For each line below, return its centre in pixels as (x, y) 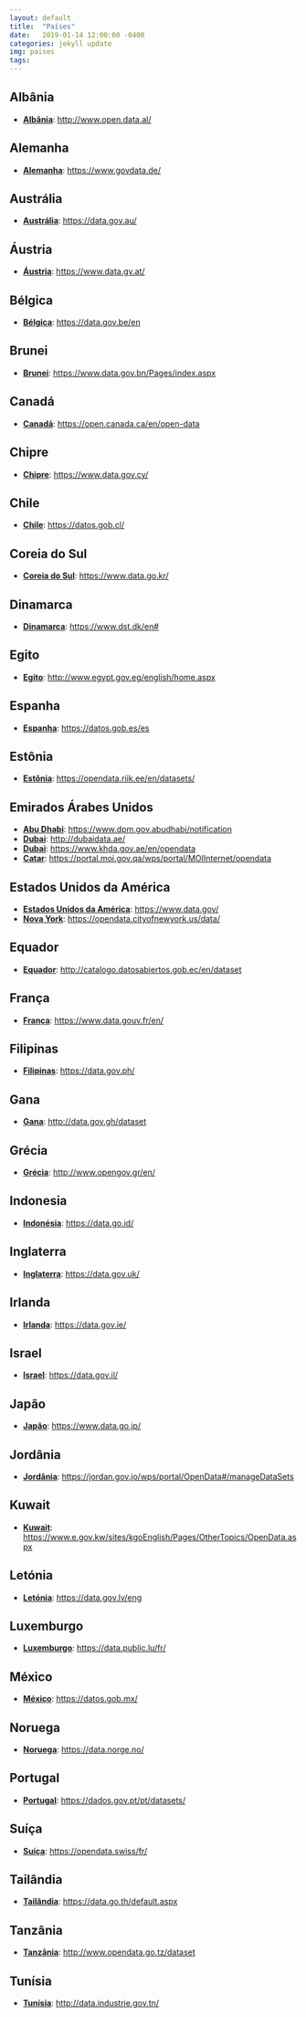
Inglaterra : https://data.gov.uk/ (81, 1273)
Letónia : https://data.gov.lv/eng (82, 1597)
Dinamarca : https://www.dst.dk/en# (91, 626)
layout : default (40, 18)
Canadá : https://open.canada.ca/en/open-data (111, 423)
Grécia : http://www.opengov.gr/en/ (89, 1172)
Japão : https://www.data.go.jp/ (82, 1426)
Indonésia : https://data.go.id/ (78, 1223)
